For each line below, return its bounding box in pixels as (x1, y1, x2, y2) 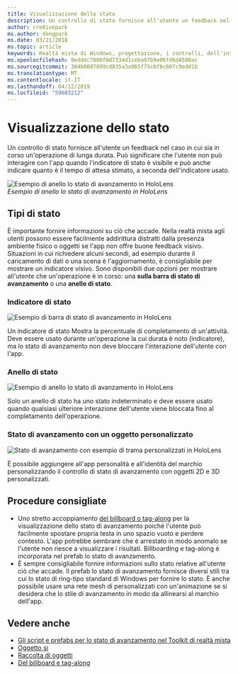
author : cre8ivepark (7, 23, 69, 30)
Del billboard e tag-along (17, 658, 91, 667)
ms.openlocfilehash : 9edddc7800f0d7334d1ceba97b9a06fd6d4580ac (7, 57, 198, 64)
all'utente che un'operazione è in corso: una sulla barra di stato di (7, 271, 200, 280)
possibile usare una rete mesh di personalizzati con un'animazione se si (17, 582, 228, 590)
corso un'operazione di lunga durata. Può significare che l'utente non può (7, 151, 222, 159)
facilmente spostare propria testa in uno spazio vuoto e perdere (17, 529, 204, 537)
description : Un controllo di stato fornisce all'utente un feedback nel (7, 17, 230, 24)
